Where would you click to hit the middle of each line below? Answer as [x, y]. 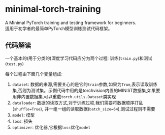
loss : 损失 [22, 121]
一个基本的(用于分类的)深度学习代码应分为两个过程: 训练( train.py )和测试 [79, 58]
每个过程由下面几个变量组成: [34, 74]
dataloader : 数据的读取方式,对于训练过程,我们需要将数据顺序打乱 [78, 103]
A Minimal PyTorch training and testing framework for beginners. [71, 23]
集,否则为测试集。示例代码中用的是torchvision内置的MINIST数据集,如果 [84, 90]
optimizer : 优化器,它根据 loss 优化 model [51, 127]
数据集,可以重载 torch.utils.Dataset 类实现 [73, 96]
